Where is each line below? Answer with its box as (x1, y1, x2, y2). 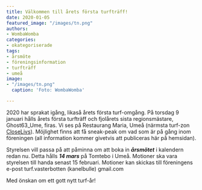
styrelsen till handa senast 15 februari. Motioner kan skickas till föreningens (6, 159, 193, 166)
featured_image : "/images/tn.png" (6, 20, 93, 26)
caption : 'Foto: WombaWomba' (11, 87, 85, 93)
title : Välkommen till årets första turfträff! (6, 8, 128, 15)
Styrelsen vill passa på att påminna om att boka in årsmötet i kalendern (6, 146, 184, 153)
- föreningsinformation (6, 59, 66, 65)
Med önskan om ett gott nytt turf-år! (6, 177, 96, 184)
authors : (6, 25, 28, 32)
